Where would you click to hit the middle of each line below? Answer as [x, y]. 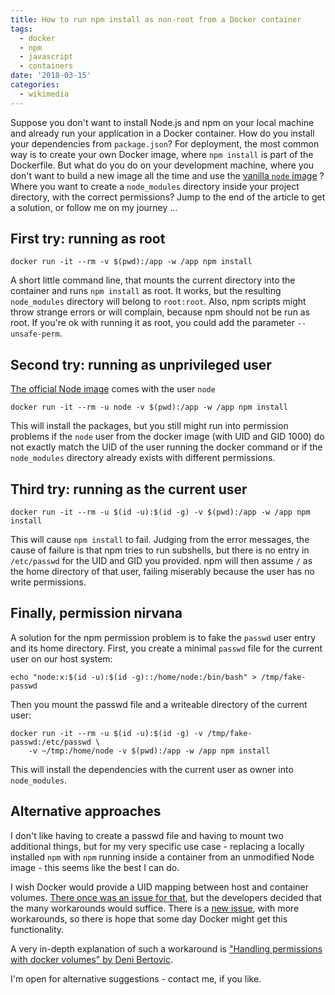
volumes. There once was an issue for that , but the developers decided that [166, 897]
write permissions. [48, 582]
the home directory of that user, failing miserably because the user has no [162, 572]
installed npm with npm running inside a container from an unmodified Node [162, 857]
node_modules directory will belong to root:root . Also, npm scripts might [158, 302]
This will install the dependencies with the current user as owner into [152, 769]
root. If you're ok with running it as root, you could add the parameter [152, 323]
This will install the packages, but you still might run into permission [149, 426]
